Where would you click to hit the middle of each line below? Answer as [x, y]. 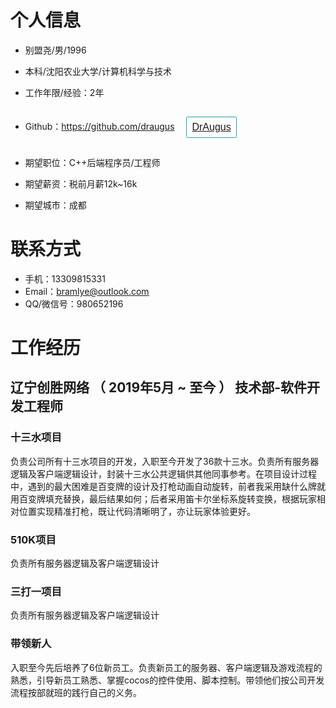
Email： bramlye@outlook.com [87, 291]
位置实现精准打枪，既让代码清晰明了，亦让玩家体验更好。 [137, 511]
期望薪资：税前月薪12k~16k [81, 183]
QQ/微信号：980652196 [74, 303]
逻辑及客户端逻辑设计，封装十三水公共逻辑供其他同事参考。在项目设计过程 [163, 473]
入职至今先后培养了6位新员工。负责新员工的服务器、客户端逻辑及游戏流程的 [166, 667]
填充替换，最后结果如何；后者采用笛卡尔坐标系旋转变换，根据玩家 [180, 498]
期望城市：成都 [55, 205]
